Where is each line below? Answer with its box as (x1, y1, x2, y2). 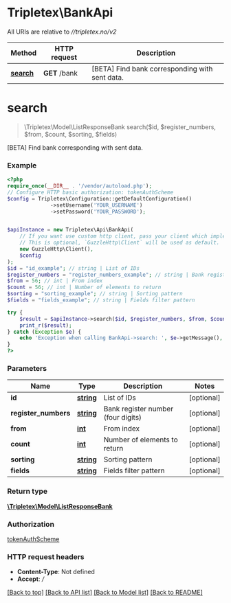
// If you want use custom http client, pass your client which (19, 233, 208, 240)
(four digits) (103, 413, 142, 422)
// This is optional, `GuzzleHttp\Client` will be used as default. (19, 239, 220, 247)
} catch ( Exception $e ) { (7, 328, 81, 335)
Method (10, 48, 37, 58)
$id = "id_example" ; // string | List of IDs (7, 264, 140, 272)
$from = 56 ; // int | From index (7, 277, 103, 284)
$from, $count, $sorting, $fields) (23, 130, 118, 138)
